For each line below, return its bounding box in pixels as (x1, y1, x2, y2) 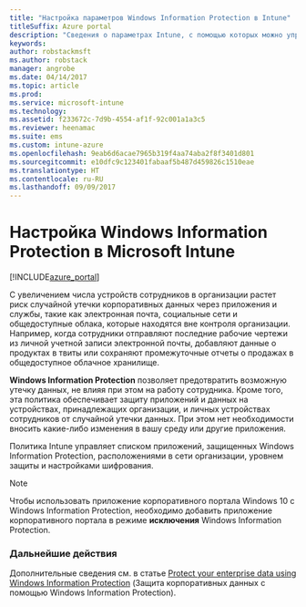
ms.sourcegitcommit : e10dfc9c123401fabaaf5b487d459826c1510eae (9, 157, 255, 167)
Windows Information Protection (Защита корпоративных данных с (9, 578, 266, 589)
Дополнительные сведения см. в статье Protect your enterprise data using (9, 568, 297, 579)
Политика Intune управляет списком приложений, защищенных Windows (9, 441, 294, 452)
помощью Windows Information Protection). (9, 587, 177, 598)
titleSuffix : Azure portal (9, 22, 112, 31)
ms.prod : (9, 89, 43, 98)
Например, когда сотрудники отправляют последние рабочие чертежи (9, 328, 289, 339)
